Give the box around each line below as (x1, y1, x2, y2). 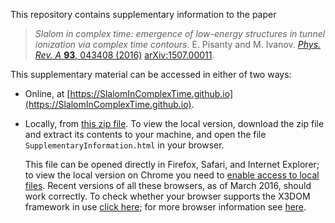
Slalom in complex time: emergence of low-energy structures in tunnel (34, 28, 326, 39)
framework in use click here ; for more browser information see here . (24, 201, 307, 213)
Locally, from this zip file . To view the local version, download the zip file (24, 118, 325, 129)
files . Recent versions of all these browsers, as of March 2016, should (24, 180, 312, 191)
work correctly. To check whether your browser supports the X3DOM (24, 190, 311, 202)
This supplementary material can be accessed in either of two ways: (10, 69, 292, 80)
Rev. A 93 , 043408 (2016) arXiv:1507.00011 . (34, 49, 215, 61)
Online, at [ (24, 88, 71, 99)
